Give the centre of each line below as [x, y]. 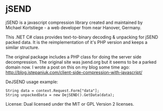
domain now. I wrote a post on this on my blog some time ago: [68, 67]
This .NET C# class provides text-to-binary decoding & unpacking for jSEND [82, 37]
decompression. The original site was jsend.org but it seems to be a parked [81, 62]
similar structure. [22, 47]
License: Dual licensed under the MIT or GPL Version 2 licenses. [70, 104]
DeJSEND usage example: [32, 82]
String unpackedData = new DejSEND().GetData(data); [60, 95]
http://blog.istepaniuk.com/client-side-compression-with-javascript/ [74, 72]
